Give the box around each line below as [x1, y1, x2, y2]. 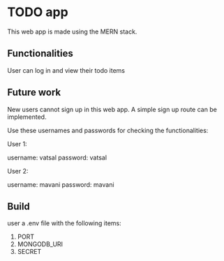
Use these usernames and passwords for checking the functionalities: [7, 126, 209, 134]
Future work [7, 87, 61, 99]
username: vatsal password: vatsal [7, 153, 107, 162]
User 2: [7, 167, 29, 175]
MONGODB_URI [17, 240, 64, 248]
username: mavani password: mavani [7, 180, 114, 189]
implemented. [7, 113, 47, 121]
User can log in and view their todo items [7, 66, 126, 74]
